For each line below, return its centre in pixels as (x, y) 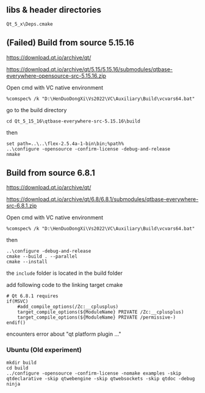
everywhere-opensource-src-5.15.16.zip (56, 76)
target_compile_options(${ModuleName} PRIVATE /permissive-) (96, 317)
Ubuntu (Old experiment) (44, 350)
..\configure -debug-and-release (49, 251)
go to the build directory (37, 110)
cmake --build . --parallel (42, 257)
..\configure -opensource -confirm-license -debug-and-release (88, 149)
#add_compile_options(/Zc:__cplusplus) (68, 307)
